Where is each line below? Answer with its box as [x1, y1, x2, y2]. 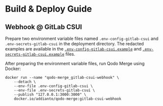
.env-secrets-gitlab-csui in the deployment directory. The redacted [5, 41, 144, 47]
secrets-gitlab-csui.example [5, 52, 65, 57]
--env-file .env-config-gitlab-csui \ [14, 84, 93, 88]
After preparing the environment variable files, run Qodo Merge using [5, 61, 145, 66]
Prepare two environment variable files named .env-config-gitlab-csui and [5, 35, 159, 41]
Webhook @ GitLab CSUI [5, 23, 82, 31]
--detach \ [14, 79, 36, 84]
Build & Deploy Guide [5, 3, 92, 15]
